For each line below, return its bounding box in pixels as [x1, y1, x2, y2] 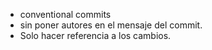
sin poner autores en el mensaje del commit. [19, 19, 203, 31]
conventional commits [19, 9, 112, 20]
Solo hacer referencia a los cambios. [19, 30, 172, 41]
